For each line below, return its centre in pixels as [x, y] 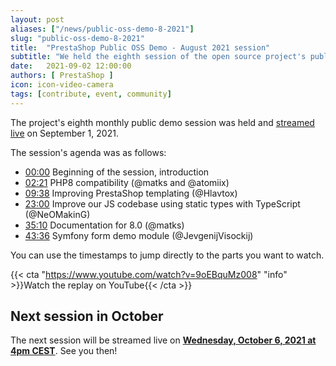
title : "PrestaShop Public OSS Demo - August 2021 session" [140, 47]
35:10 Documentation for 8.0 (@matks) [104, 225]
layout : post [37, 19]
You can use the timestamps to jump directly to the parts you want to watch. [167, 255]
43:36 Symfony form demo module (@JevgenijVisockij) [139, 235]
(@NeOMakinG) [57, 214]
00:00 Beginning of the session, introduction [117, 172]
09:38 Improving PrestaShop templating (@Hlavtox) [131, 193]
